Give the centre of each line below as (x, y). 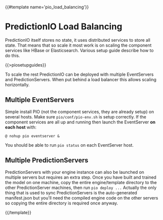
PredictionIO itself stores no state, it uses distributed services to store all (78, 40)
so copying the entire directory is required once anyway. (62, 203)
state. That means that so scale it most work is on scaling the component (78, 45)
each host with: (21, 127)
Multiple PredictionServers (47, 161)
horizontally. (18, 85)
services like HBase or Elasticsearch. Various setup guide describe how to (80, 50)
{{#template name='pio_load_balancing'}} (47, 7)
